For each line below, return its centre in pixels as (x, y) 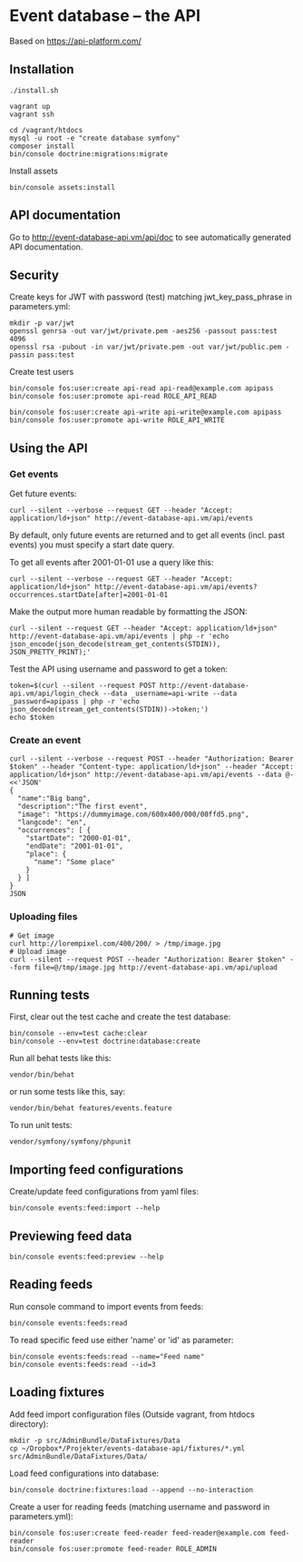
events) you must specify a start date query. (92, 545)
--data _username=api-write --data (170, 694)
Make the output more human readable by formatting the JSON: (128, 612)
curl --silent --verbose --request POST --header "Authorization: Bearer (152, 759)
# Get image (32, 936)
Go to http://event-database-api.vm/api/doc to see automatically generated (151, 237)
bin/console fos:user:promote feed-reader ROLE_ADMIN (113, 1548)
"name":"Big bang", (54, 799)
